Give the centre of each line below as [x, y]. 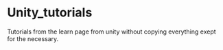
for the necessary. [33, 38]
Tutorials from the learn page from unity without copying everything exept [111, 32]
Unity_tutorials [50, 13]
